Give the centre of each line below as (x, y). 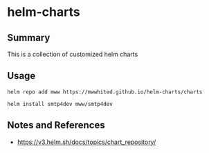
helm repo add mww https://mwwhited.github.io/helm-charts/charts (105, 92)
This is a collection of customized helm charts (73, 54)
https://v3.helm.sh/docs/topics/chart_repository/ (87, 142)
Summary (29, 38)
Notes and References (56, 125)
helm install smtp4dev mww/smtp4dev (60, 104)
